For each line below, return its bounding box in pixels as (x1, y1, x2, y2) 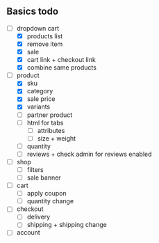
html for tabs (26, 118, 64, 127)
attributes (37, 126, 65, 134)
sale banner (26, 173, 61, 182)
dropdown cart (16, 24, 60, 32)
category (26, 87, 53, 95)
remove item (26, 40, 63, 48)
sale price (26, 95, 56, 103)
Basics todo (6, 6, 59, 17)
